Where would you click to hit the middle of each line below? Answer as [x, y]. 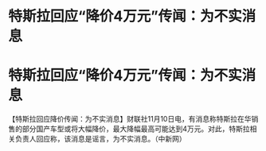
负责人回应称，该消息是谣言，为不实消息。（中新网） [100, 139]
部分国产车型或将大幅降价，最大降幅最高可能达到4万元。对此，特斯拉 [136, 129]
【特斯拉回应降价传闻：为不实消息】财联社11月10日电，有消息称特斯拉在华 [130, 119]
